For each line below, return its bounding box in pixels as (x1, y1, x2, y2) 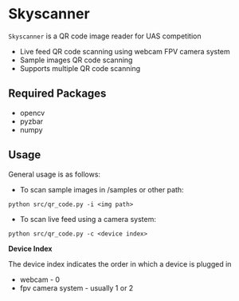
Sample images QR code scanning (19, 55, 133, 65)
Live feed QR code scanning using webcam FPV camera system (19, 46, 231, 56)
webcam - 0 (19, 275, 61, 284)
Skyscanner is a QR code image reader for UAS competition (8, 31, 202, 41)
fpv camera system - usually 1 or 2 (19, 283, 134, 292)
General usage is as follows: (8, 169, 101, 179)
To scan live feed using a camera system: (19, 214, 157, 224)
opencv (19, 108, 45, 117)
